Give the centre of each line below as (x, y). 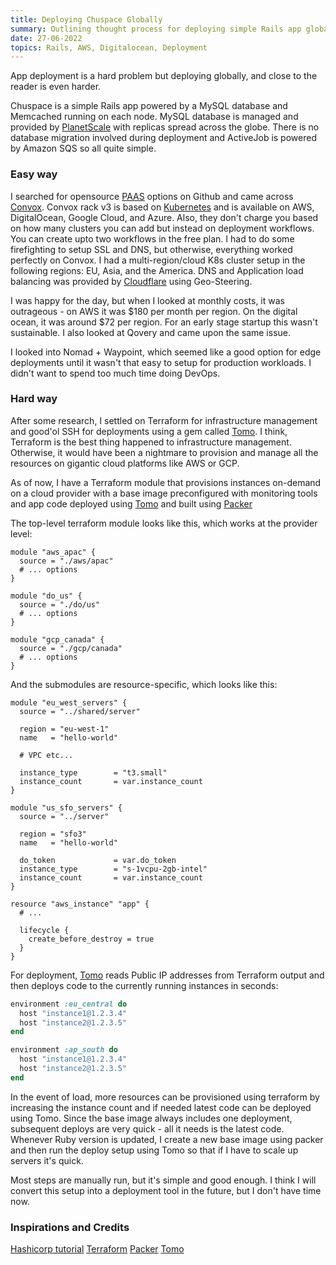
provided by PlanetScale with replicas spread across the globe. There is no (165, 127)
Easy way (34, 174)
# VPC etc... (46, 755)
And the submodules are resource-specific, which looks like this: (144, 684)
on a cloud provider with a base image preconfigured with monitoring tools (164, 493)
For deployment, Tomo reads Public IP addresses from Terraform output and (167, 975)
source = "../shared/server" (80, 711)
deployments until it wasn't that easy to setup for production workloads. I (161, 362)
